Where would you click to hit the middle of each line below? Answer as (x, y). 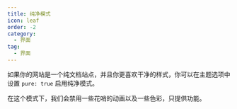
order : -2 (22, 27)
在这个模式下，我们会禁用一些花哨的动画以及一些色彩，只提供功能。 (106, 98)
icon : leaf (23, 21)
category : (22, 34)
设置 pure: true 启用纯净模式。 (53, 83)
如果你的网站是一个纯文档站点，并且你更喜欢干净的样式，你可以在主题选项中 (119, 74)
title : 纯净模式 (29, 14)
